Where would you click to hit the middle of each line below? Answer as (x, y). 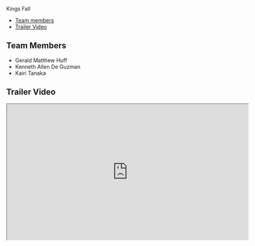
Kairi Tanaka (30, 73)
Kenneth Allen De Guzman (48, 66)
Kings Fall (18, 9)
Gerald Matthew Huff (41, 60)
